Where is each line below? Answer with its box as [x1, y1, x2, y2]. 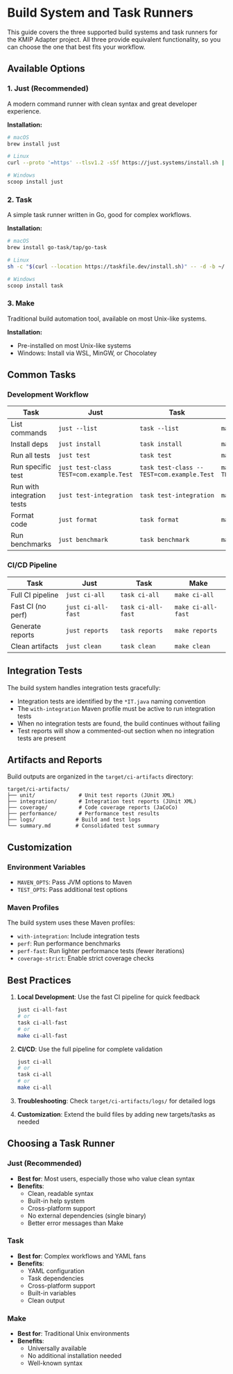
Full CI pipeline [10, 590, 59, 600]
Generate [10, 621, 42, 631]
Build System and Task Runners [7, 5, 193, 21]
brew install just [7, 141, 60, 147]
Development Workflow [7, 390, 89, 399]
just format [58, 516, 98, 524]
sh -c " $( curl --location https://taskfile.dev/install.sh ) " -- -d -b [7, 263, 216, 270]
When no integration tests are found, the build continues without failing [17, 719, 221, 728]
